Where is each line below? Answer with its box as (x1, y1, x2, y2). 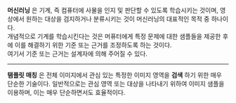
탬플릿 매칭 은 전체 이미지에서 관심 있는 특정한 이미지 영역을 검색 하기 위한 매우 (7, 71, 223, 79)
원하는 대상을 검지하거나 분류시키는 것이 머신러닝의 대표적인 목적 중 (25, 15, 210, 23)
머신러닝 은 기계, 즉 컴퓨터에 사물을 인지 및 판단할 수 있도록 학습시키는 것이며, (7, 6, 219, 14)
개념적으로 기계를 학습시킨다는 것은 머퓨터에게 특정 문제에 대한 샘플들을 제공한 (7, 32, 221, 40)
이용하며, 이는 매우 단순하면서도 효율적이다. (7, 88, 126, 96)
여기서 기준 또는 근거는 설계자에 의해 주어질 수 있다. (7, 49, 147, 58)
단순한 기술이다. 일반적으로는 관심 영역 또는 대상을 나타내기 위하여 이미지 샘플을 (7, 79, 225, 88)
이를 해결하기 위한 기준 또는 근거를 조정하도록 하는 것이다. (14, 41, 172, 49)
